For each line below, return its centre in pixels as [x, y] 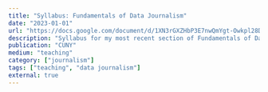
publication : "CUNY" [43, 46]
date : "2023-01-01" [41, 23]
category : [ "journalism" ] [51, 61]
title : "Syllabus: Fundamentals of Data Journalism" [98, 16]
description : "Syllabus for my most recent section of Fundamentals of [130, 38]
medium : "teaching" [41, 53]
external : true [33, 75]
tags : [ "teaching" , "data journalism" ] [75, 68]
